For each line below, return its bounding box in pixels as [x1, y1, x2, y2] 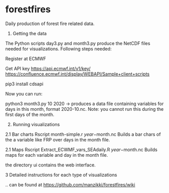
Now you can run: [5, 90, 43, 96]
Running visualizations [12, 121, 60, 127]
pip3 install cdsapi [5, 81, 44, 87]
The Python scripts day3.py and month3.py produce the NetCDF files [5, 40, 151, 46]
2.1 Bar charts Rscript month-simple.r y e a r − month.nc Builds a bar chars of [5, 131, 161, 137]
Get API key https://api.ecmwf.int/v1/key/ [5, 65, 91, 71]
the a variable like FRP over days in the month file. [5, 136, 110, 142]
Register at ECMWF [5, 55, 46, 62]
